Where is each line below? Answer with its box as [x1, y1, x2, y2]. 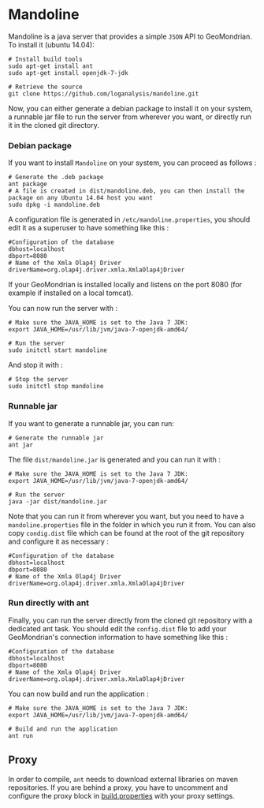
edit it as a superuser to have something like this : [8, 223, 169, 233]
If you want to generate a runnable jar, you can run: [8, 418, 175, 428]
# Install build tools [8, 55, 83, 63]
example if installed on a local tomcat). [8, 288, 134, 297]
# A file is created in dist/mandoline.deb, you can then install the [8, 187, 245, 195]
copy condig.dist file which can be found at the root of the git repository [8, 528, 245, 537]
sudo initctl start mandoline [8, 346, 108, 354]
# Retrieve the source [8, 83, 83, 91]
